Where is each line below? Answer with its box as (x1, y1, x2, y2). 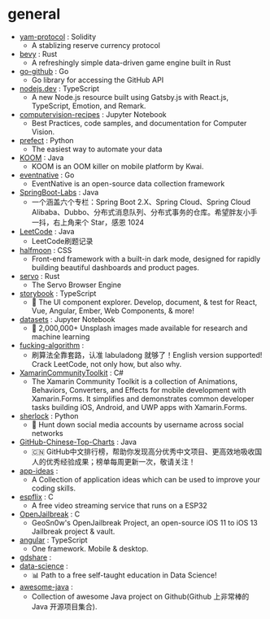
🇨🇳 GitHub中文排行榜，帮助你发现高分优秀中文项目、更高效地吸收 (31, 447, 255, 456)
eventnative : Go (19, 170, 75, 180)
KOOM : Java (19, 152, 64, 163)
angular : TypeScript (19, 534, 88, 545)
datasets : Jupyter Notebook (19, 314, 115, 324)
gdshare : (19, 552, 52, 562)
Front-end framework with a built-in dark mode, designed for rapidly (31, 254, 261, 264)
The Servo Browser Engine (31, 280, 122, 290)
